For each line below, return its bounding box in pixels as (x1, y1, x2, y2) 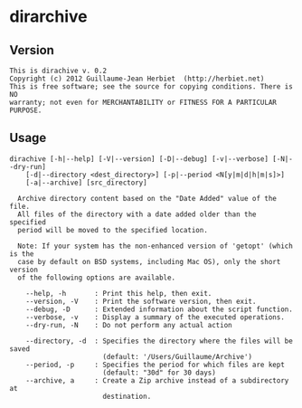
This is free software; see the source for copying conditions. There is (9, 82, 294, 91)
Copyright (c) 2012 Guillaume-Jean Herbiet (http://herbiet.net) (9, 74, 265, 83)
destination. (102, 392, 152, 401)
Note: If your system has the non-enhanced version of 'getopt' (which (17, 242, 294, 251)
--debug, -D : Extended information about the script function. (25, 305, 294, 314)
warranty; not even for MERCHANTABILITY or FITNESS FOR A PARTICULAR (9, 98, 278, 107)
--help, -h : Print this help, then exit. (25, 289, 212, 298)
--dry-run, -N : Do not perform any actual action (25, 320, 232, 329)
